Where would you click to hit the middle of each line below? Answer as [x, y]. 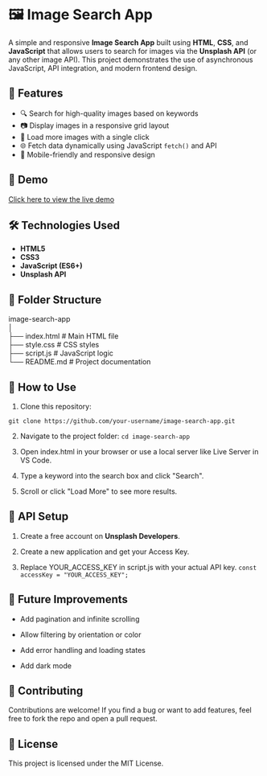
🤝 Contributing [46, 691]
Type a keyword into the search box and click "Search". [112, 476]
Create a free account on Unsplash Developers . [100, 536]
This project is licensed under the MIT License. [86, 763]
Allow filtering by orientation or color [81, 634]
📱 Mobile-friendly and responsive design [87, 154]
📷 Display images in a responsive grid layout [94, 125]
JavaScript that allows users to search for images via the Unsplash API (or [133, 51]
